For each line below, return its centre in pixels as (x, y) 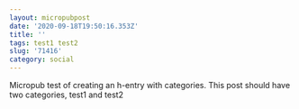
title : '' (28, 34)
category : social (42, 59)
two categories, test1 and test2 (67, 95)
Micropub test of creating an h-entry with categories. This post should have (150, 85)
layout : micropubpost (50, 18)
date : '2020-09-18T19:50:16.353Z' (74, 26)
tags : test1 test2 (44, 43)
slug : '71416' (36, 51)
